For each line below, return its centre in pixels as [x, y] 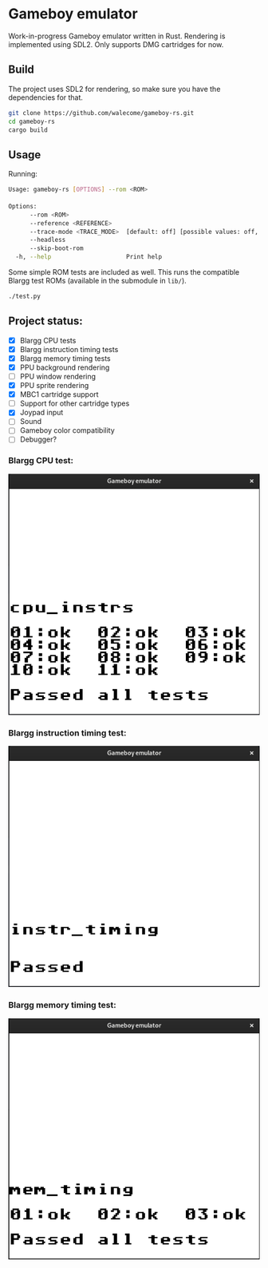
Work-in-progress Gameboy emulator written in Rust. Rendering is [117, 36]
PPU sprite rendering [54, 386]
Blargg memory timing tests [65, 358]
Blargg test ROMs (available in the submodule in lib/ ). [98, 281]
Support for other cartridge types [75, 403]
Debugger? [38, 439]
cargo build [28, 130]
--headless [47, 240]
